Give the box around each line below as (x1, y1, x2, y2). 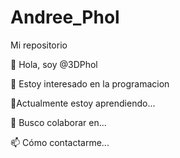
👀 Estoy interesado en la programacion (10, 77, 170, 90)
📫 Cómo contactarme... (10, 136, 110, 148)
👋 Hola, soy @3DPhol (10, 58, 98, 70)
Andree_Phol (10, 6, 120, 29)
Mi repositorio (10, 39, 68, 51)
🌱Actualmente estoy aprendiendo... (10, 97, 156, 109)
